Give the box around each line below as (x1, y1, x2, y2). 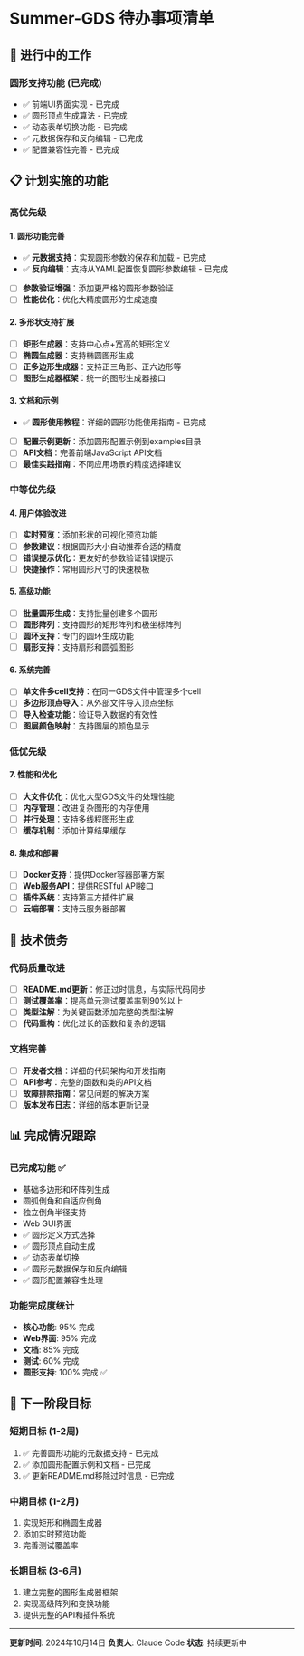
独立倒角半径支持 (22, 1206, 87, 1217)
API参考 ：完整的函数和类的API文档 (22, 1076, 152, 1087)
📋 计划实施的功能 (9, 173, 109, 188)
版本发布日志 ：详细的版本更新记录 (22, 1099, 150, 1109)
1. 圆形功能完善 (9, 230, 65, 241)
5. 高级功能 (9, 585, 51, 597)
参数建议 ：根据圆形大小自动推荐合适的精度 (22, 540, 182, 552)
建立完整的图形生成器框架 (22, 1587, 119, 1598)
